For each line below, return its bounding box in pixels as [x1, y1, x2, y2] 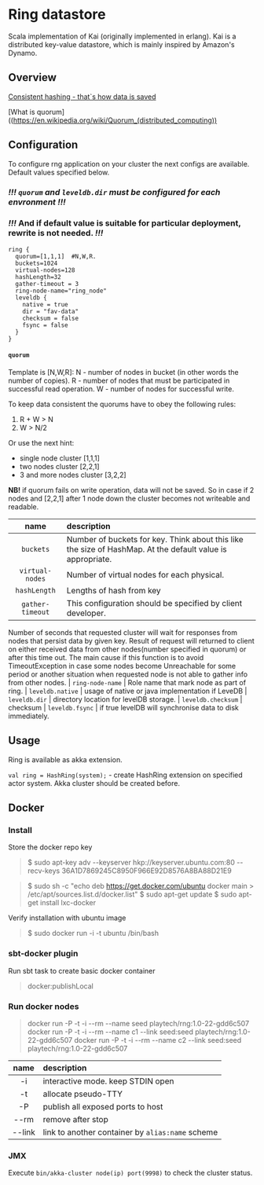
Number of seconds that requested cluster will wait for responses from [8, 627, 238, 637]
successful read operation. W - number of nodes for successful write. [8, 383, 234, 394]
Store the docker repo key [8, 842, 93, 852]
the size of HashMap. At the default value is [66, 544, 227, 555]
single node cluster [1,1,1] [19, 453, 101, 463]
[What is [8, 107, 35, 116]
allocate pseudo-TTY [42, 1088, 123, 1099]
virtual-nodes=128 [15, 266, 76, 274]
